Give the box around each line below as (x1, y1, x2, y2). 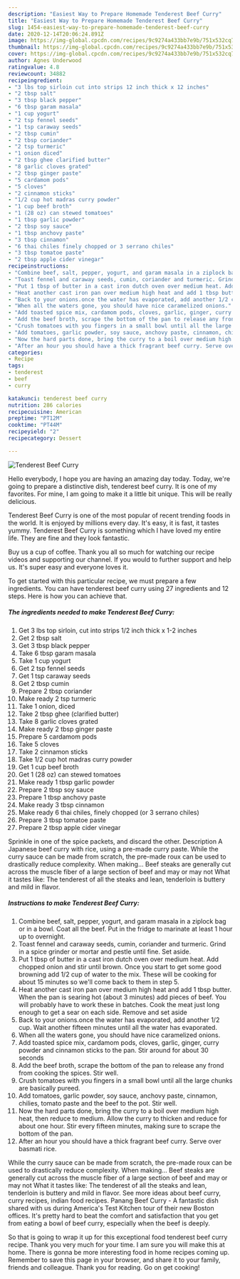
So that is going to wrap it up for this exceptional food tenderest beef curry (8, 1233, 228, 1241)
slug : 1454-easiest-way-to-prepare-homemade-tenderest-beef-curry (8, 24, 209, 31)
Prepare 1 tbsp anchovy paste (18, 793, 106, 802)
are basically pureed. (18, 1083, 80, 1092)
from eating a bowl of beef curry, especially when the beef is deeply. (8, 1218, 211, 1228)
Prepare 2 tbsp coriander (18, 687, 93, 695)
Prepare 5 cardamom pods (18, 732, 98, 741)
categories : (8, 349, 43, 356)
